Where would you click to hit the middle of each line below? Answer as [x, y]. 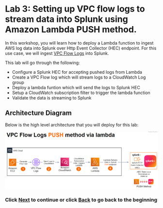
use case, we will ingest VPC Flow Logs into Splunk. [57, 53]
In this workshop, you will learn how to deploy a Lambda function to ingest [79, 43]
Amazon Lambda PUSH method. [71, 30]
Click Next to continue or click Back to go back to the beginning [81, 200]
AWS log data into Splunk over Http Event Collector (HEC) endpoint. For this [81, 48]
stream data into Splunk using [67, 19]
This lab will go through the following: [42, 63]
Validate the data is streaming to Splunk [52, 97]
